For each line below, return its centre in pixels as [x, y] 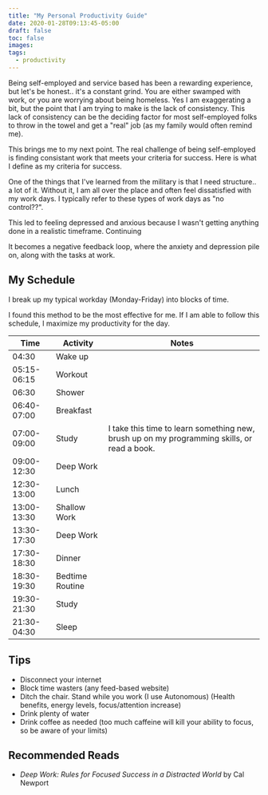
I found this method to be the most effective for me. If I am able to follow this [134, 314]
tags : [17, 53]
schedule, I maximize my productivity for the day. [89, 323]
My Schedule [42, 280]
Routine [70, 586]
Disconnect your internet [61, 679]
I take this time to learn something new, [181, 428]
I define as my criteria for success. [65, 166]
